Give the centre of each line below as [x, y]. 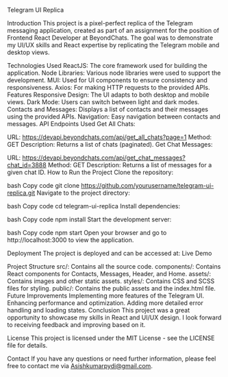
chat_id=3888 [27, 165]
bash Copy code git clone [43, 185]
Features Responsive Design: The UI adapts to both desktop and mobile [108, 95]
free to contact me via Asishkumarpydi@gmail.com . [80, 366]
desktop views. [28, 52]
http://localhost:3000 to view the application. [71, 240]
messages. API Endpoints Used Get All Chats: [71, 124]
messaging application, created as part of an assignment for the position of [113, 31]
